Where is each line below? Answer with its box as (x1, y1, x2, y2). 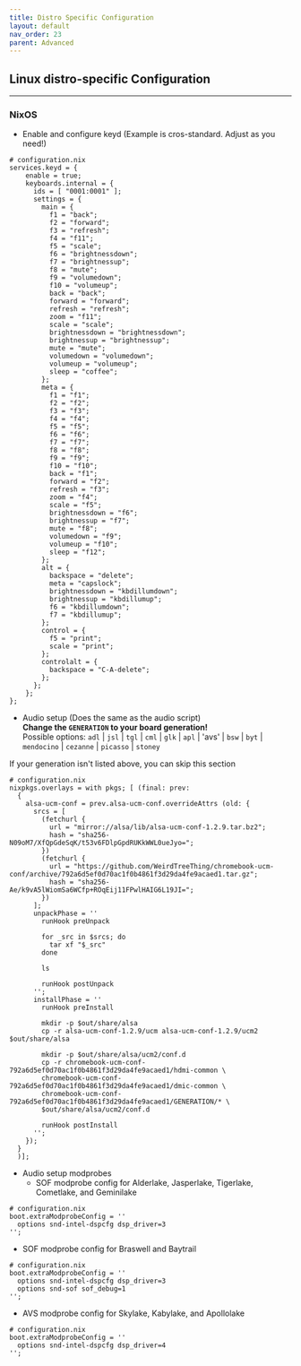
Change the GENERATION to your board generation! (21, 722, 209, 733)
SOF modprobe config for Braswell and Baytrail (21, 1243, 197, 1255)
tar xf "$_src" (48, 940, 106, 950)
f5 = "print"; (48, 634, 102, 644)
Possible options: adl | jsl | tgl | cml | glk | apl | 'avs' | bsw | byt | (21, 731, 263, 742)
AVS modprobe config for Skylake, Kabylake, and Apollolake (21, 1308, 245, 1318)
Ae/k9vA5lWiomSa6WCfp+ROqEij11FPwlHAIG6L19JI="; (9, 886, 194, 895)
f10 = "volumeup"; (48, 281, 118, 290)
